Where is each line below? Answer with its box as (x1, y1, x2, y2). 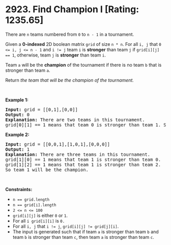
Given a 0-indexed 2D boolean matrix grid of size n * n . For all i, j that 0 (5, 41, 161, 47)
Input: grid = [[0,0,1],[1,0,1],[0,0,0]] (5, 141, 110, 147)
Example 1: (5, 97, 29, 103)
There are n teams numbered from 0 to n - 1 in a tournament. (5, 31, 134, 37)
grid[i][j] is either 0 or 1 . (12, 212, 68, 219)
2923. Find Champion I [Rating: (5, 4, 139, 15)
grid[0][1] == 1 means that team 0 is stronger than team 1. (5, 122, 161, 128)
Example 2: (5, 131, 30, 138)
